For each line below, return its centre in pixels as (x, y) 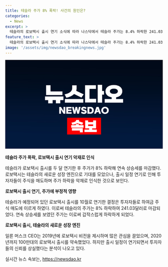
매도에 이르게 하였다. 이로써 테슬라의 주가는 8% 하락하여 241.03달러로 (79, 208)
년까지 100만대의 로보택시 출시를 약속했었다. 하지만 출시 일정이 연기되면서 (77, 242)
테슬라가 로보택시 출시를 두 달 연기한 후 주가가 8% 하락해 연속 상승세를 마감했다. (83, 168)
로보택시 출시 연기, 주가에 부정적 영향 (41, 191)
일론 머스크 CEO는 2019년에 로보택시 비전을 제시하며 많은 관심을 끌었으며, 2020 (83, 236)
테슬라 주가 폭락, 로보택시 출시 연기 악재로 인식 (50, 158)
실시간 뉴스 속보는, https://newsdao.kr (43, 259)
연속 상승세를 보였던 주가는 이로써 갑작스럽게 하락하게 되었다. (75, 215)
